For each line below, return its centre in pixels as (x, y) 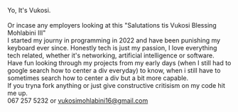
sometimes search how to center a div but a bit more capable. (98, 78)
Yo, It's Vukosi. (29, 10)
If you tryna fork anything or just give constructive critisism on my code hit (117, 85)
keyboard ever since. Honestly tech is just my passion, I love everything (112, 48)
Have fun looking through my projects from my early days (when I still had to (119, 63)
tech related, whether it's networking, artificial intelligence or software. (111, 55)
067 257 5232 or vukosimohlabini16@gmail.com (78, 101)
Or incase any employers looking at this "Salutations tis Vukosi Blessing (112, 25)
